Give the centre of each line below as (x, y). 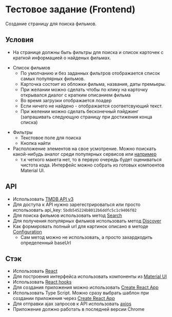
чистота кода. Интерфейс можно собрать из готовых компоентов (92, 165)
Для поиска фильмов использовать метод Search (67, 215)
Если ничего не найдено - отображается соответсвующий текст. (91, 106)
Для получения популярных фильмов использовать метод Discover (87, 221)
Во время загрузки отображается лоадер (66, 100)
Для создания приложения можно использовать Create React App (85, 287)
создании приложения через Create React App (64, 299)
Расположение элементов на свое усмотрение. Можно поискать (84, 148)
